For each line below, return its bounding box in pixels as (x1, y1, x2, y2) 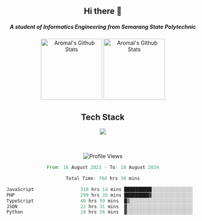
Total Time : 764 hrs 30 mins (65, 175, 140, 182)
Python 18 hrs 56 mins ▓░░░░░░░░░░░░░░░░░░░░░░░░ (6, 209, 193, 216)
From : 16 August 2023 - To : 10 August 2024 (47, 164, 159, 171)
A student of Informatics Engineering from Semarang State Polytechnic (10, 23, 196, 31)
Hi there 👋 (83, 6, 122, 16)
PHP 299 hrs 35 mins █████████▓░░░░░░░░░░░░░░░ (6, 192, 193, 198)
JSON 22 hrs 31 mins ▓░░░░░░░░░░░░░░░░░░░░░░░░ (6, 203, 193, 209)
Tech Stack (81, 112, 125, 122)
